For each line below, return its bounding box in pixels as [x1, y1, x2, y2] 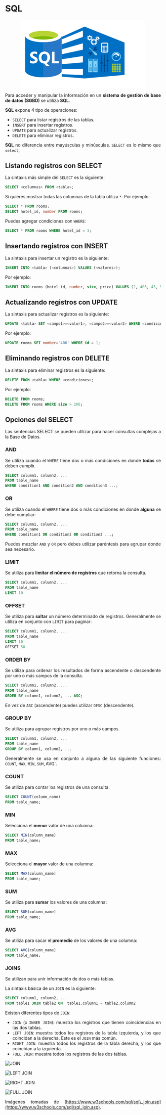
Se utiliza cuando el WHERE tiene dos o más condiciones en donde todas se [5, 457, 161, 463]
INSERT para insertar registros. [12, 122, 74, 128]
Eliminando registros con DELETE [5, 354, 110, 362]
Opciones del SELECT [5, 415, 73, 424]
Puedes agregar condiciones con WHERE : [5, 218, 86, 224]
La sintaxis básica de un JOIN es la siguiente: [5, 985, 96, 991]
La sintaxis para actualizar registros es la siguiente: [5, 311, 110, 317]
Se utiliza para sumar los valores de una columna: [5, 899, 107, 905]
